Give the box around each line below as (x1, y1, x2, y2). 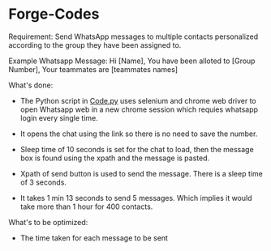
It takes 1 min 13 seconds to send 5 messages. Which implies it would (19, 193, 252, 202)
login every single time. (19, 113, 99, 122)
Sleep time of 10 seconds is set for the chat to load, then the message (19, 144, 254, 154)
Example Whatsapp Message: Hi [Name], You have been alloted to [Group (8, 56, 256, 66)
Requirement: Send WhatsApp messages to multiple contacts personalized (8, 32, 259, 41)
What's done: (8, 80, 54, 90)
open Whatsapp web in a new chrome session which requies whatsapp (19, 104, 258, 114)
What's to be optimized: (8, 217, 88, 227)
